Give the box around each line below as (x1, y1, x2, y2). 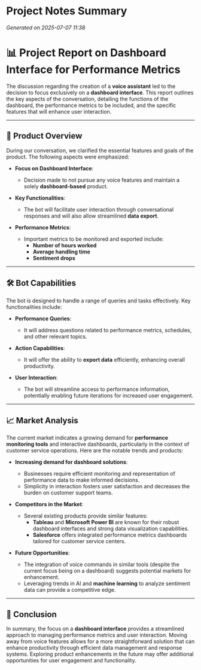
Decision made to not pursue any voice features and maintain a (23, 176, 180, 183)
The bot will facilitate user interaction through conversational (23, 206, 174, 213)
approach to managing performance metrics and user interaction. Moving (6, 632, 187, 639)
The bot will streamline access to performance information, (23, 386, 170, 393)
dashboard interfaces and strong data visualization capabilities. (32, 525, 190, 533)
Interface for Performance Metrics (6, 63, 181, 77)
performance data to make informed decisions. (23, 476, 140, 484)
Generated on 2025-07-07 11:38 (6, 24, 86, 31)
